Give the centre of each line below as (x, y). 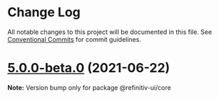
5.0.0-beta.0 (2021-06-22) (89, 68)
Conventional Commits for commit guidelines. (74, 39)
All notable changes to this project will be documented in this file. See (110, 32)
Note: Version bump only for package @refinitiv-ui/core (89, 87)
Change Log (44, 12)
